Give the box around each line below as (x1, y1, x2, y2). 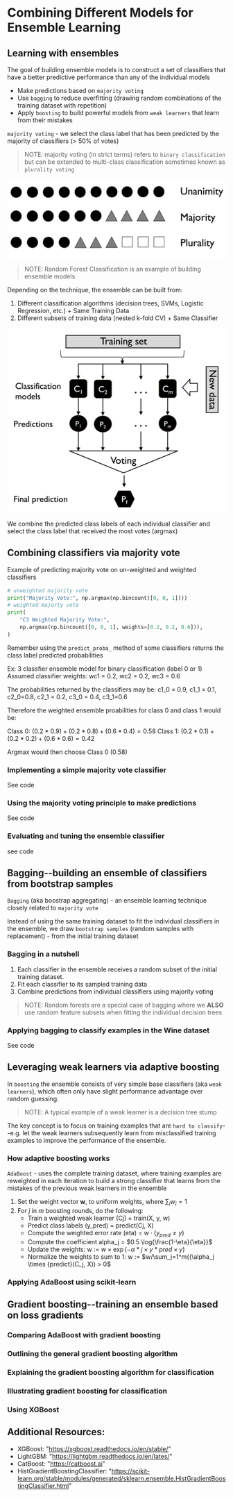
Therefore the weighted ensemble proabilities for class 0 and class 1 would (7, 706, 221, 714)
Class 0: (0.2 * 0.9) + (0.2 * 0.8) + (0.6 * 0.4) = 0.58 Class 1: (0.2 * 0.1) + (7, 727, 215, 735)
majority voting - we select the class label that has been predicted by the (7, 130, 220, 137)
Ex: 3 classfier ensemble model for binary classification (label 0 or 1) (7, 664, 202, 673)
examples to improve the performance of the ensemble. (7, 1136, 166, 1144)
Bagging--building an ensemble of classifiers (7, 867, 207, 879)
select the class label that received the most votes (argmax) (7, 526, 178, 535)
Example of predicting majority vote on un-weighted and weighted (7, 565, 196, 574)
